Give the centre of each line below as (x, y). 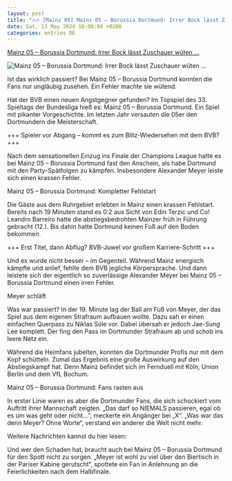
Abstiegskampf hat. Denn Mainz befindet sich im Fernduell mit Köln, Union (113, 367)
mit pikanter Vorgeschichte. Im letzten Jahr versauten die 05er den (102, 115)
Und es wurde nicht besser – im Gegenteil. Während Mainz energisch (106, 261)
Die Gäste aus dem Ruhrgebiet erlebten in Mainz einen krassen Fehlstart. (111, 205)
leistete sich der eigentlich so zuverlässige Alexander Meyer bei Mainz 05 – (114, 275)
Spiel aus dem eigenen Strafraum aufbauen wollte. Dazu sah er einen (106, 317)
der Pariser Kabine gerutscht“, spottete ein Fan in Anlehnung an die (103, 464)
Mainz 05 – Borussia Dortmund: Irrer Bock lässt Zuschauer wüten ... (104, 52)
